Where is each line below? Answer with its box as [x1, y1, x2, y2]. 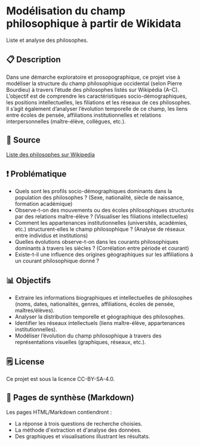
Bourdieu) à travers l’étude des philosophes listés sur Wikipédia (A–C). [6, 86, 179, 93]
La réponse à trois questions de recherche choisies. [14, 420, 143, 427]
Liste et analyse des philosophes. [6, 36, 88, 44]
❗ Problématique [6, 169, 67, 179]
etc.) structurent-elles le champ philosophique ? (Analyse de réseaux [14, 225, 185, 233]
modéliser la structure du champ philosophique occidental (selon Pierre [6, 79, 182, 87]
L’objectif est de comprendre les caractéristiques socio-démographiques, [6, 92, 187, 100]
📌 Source [6, 135, 41, 145]
